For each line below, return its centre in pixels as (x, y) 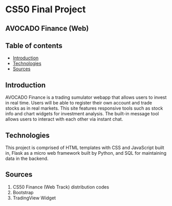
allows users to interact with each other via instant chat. (64, 119)
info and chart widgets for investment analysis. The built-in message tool (82, 114)
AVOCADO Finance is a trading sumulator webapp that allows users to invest (86, 97)
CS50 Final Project (46, 9)
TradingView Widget (34, 198)
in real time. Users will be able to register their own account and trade (79, 103)
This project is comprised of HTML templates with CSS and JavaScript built (85, 148)
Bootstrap (23, 192)
